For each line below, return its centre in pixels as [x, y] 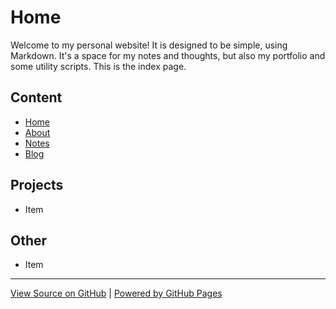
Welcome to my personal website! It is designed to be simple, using [149, 45]
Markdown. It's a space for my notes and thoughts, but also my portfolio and [168, 55]
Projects [37, 185]
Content [36, 97]
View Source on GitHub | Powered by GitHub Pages [116, 293]
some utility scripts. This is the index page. [98, 66]
